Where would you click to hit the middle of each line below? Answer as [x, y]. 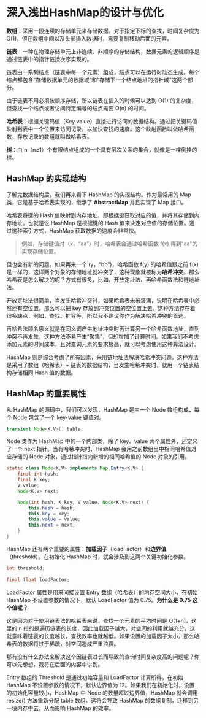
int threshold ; [26, 568]
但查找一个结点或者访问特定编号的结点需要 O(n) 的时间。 [78, 108]
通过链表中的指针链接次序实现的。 [49, 59]
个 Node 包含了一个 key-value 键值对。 [55, 417]
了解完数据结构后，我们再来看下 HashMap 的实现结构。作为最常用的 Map [99, 195]
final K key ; [34, 480]
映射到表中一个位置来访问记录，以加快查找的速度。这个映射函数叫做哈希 [97, 129]
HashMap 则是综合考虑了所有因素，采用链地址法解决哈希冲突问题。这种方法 [102, 357]
